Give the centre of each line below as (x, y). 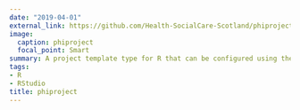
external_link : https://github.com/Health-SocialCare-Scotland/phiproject (151, 26)
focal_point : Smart (54, 51)
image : (21, 34)
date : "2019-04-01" (46, 17)
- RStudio (28, 83)
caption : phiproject (55, 42)
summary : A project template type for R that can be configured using (143, 59)
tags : (19, 67)
